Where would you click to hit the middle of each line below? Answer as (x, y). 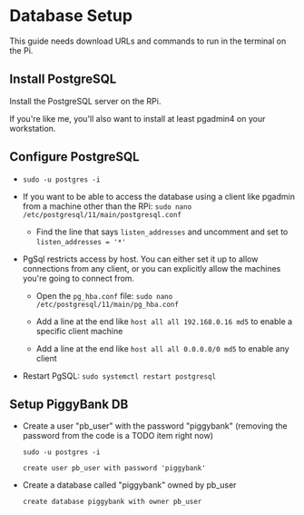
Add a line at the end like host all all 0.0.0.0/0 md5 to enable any (162, 348)
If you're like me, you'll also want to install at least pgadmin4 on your (137, 118)
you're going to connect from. (78, 278)
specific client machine (79, 331)
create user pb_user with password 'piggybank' (114, 469)
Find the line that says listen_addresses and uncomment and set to (162, 232)
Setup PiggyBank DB (69, 404)
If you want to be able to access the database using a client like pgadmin (158, 196)
